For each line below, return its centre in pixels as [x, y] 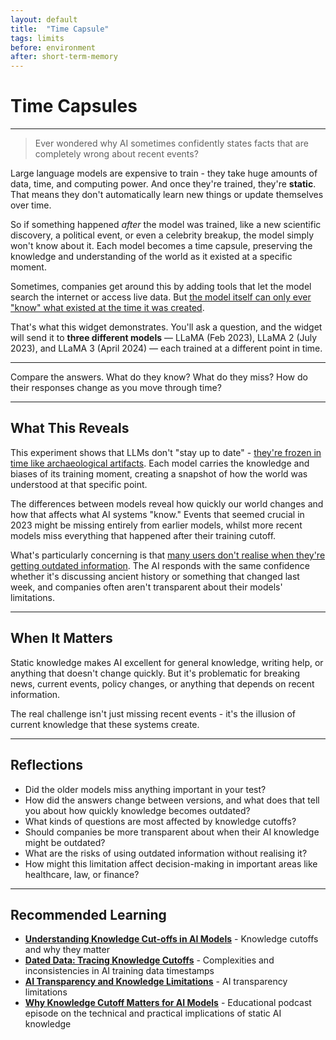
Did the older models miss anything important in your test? [145, 789]
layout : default [44, 19]
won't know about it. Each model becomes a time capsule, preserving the [161, 246]
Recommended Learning [88, 914]
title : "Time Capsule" [60, 29]
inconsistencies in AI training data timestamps [119, 971]
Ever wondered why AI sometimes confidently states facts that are [171, 143]
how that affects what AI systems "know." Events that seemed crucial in [157, 514]
